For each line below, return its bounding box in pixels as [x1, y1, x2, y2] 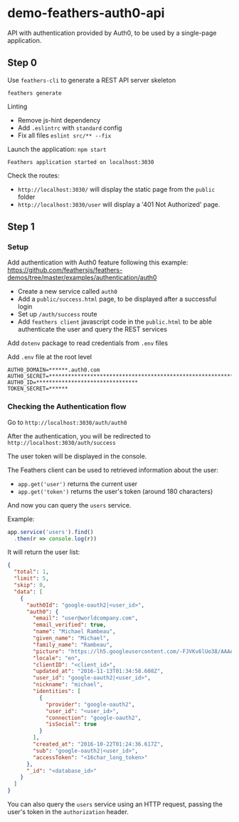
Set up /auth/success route [17, 310, 97, 319]
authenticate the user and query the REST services [17, 325, 167, 334]
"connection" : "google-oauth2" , [45, 714, 142, 721]
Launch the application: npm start [7, 145, 107, 153]
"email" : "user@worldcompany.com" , [33, 615, 139, 622]
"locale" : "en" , [33, 654, 81, 662]
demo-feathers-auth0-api [7, 5, 165, 21]
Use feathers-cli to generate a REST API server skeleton [7, 76, 176, 84]
